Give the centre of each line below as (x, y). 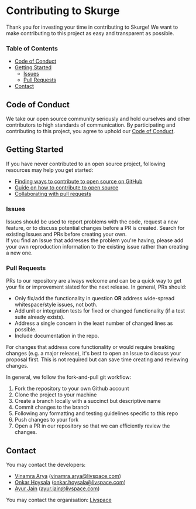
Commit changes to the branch (52, 407)
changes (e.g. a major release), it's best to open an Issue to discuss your (94, 354)
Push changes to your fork (47, 420)
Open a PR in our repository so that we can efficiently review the (92, 426)
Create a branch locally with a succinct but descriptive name (87, 401)
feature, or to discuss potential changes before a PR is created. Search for (95, 228)
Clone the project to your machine (56, 395)
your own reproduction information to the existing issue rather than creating (97, 247)
